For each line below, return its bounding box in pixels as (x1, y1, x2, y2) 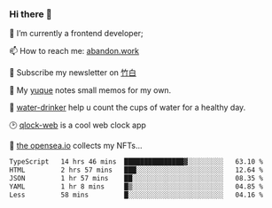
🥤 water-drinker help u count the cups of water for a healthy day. (9, 102, 246, 113)
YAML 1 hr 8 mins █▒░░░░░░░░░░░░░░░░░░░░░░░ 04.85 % (9, 181, 264, 191)
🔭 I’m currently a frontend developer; (9, 28, 144, 39)
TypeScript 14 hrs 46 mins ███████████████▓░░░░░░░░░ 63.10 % (9, 158, 264, 166)
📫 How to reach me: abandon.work (9, 46, 140, 57)
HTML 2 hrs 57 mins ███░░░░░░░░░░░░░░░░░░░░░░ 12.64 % (9, 166, 264, 175)
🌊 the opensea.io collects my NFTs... (9, 141, 144, 151)
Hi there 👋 (9, 8, 53, 20)
